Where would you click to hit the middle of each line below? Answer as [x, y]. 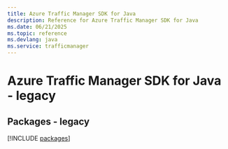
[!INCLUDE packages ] [39, 138]
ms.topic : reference [37, 33]
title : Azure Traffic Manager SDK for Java [72, 14]
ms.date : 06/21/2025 [37, 27]
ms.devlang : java [33, 40]
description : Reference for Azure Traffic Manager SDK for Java [103, 20]
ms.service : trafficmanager [48, 46]
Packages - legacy [48, 121]
